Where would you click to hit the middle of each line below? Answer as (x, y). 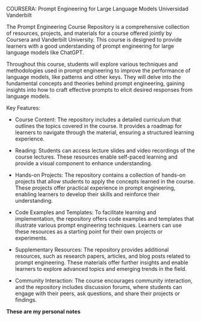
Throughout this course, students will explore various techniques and (92, 64)
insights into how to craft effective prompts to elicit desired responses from (99, 90)
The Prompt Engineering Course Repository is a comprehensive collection (98, 27)
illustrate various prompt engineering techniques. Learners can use (98, 225)
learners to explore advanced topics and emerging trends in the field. (101, 269)
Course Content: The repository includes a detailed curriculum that (98, 119)
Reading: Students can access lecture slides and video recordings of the (105, 151)
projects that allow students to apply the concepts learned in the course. (105, 181)
